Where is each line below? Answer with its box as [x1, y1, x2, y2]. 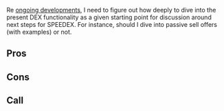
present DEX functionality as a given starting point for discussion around [6, 13, 212, 21]
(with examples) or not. [6, 28, 72, 36]
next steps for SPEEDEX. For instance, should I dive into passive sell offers [6, 21, 218, 28]
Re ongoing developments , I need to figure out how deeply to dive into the [6, 6, 216, 14]
